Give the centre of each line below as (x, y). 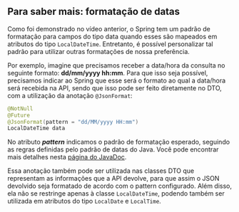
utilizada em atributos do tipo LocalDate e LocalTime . (85, 201)
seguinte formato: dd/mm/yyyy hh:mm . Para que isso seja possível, (108, 73)
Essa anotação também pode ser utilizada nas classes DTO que (101, 171)
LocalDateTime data (36, 128)
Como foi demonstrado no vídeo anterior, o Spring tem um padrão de (109, 28)
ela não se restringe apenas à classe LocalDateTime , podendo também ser (116, 194)
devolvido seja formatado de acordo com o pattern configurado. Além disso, (120, 186)
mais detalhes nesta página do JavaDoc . (67, 157)
